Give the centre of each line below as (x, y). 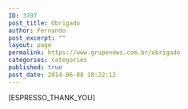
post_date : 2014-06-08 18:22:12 (62, 75)
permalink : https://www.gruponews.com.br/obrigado (94, 53)
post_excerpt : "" (37, 38)
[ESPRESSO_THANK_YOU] (52, 97)
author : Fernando (37, 30)
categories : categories (48, 60)
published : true (35, 68)
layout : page (30, 45)
